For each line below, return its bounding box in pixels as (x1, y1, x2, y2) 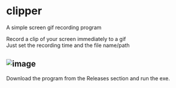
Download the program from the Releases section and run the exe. (6, 74, 171, 81)
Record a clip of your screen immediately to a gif (6, 35, 126, 42)
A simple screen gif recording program (6, 24, 102, 31)
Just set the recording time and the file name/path (6, 42, 130, 49)
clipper (6, 4, 43, 18)
